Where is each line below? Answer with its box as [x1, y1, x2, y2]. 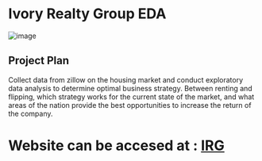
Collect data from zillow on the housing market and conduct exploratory [8, 75, 244, 84]
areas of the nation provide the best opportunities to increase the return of [8, 100, 252, 109]
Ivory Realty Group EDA [8, 5, 167, 23]
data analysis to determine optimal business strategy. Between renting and [8, 83, 252, 93]
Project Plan [8, 54, 70, 67]
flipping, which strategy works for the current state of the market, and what [8, 92, 255, 102]
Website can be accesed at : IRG [8, 136, 225, 155]
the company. [8, 109, 53, 118]
